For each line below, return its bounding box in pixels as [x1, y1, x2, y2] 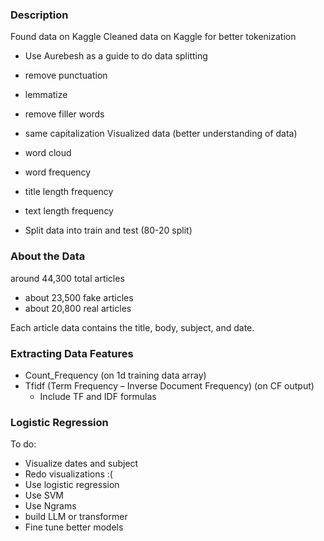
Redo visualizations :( [24, 468, 113, 480]
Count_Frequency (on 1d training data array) [24, 369, 207, 381]
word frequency [24, 166, 92, 178]
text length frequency [24, 205, 114, 217]
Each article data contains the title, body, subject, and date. [10, 321, 255, 333]
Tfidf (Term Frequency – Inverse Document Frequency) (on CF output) [24, 379, 315, 392]
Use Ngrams [24, 500, 77, 512]
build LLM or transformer [24, 511, 128, 523]
